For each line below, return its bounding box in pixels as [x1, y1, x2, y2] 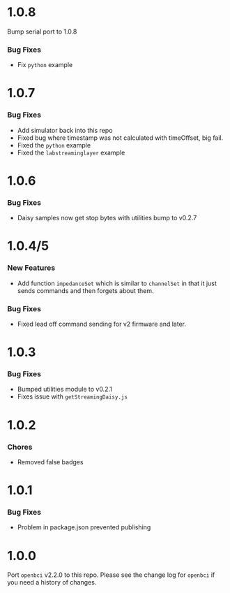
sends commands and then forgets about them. [17, 286, 155, 294]
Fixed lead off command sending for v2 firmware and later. [17, 320, 187, 328]
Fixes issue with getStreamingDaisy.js [17, 392, 128, 401]
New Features [7, 263, 56, 273]
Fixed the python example [17, 141, 91, 149]
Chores [7, 442, 33, 452]
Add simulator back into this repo [17, 126, 113, 134]
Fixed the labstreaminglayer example [17, 148, 125, 157]
